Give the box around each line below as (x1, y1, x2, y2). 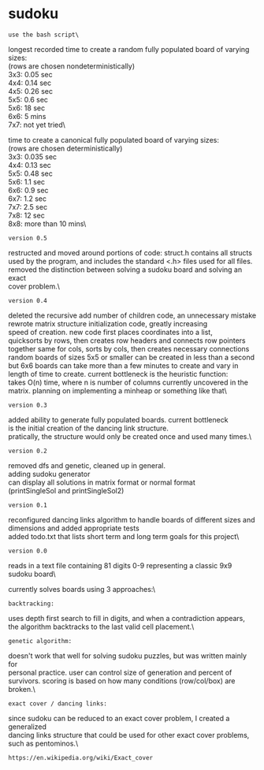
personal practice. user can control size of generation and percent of (8, 668, 232, 677)
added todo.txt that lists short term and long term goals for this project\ (8, 531, 240, 541)
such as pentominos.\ (8, 738, 79, 748)
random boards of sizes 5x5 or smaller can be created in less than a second (8, 352, 255, 362)
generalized (8, 722, 47, 731)
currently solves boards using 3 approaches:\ (8, 584, 156, 593)
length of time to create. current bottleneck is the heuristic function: (8, 369, 229, 378)
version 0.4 (8, 296, 47, 304)
